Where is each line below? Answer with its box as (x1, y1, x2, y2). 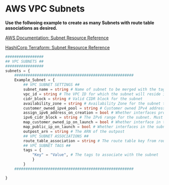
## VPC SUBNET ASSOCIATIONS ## (23, 134, 89, 139)
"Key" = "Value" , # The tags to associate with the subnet (32, 152, 158, 157)
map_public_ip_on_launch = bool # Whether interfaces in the (23, 124, 154, 130)
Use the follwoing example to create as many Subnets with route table (5, 20, 154, 26)
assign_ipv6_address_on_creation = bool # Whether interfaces (23, 110, 156, 116)
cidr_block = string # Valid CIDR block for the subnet (23, 96, 143, 101)
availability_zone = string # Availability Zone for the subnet (23, 101, 161, 106)
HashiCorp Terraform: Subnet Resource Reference (5, 44, 110, 50)
